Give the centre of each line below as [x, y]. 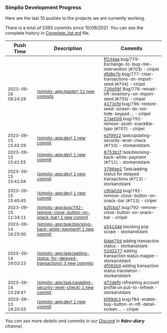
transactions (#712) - [125, 179]
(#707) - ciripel [129, 129]
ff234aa [112, 59]
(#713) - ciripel [141, 201]
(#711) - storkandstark [127, 162]
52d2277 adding [121, 251]
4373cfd [112, 104]
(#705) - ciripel [130, 99]
